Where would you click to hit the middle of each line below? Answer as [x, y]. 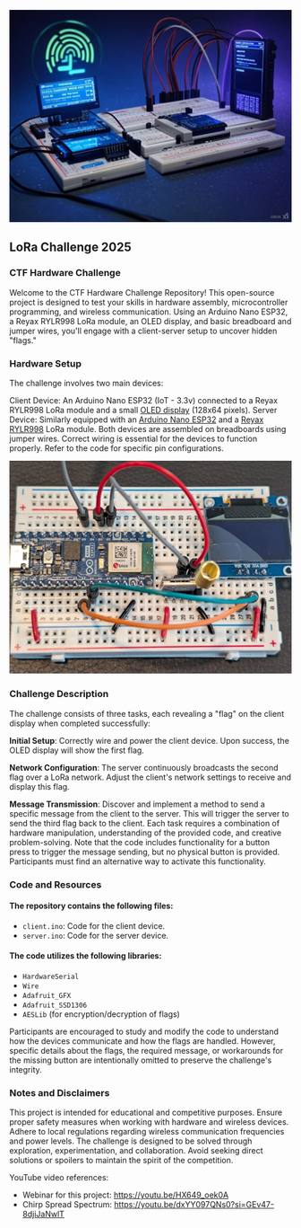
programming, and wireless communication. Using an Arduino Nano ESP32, [149, 312]
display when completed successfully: [80, 723]
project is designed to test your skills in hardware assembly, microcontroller [149, 302]
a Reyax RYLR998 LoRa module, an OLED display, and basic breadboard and [150, 321]
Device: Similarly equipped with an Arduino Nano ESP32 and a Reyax [137, 420]
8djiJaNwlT [43, 1215]
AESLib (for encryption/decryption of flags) [101, 1014]
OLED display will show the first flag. [77, 750]
